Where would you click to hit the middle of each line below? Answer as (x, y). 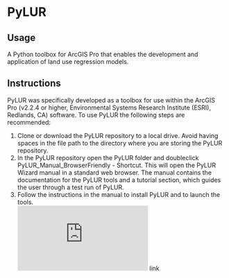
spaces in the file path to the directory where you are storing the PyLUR (120, 143)
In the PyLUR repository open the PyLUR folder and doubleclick (108, 157)
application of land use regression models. (68, 62)
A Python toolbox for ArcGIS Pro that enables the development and (103, 54)
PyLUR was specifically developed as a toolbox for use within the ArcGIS (111, 100)
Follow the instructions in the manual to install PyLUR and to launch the (119, 194)
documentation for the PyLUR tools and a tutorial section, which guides (119, 180)
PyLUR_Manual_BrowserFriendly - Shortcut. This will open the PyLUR (117, 165)
